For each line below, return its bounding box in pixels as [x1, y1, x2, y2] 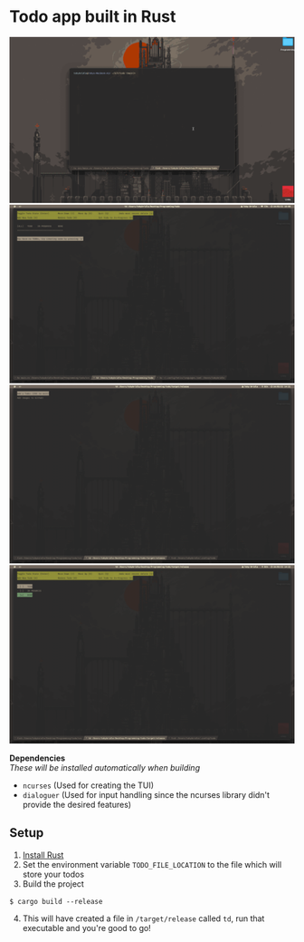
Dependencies [9, 753, 66, 763]
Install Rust [22, 850, 64, 860]
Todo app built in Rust [9, 6, 176, 27]
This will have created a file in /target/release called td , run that [22, 913, 265, 924]
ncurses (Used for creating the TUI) [22, 780, 155, 791]
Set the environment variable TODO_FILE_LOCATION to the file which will [22, 859, 282, 869]
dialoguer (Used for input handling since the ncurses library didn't [22, 789, 270, 800]
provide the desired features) [22, 799, 132, 810]
